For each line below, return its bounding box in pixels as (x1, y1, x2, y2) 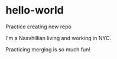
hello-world (5, 4, 64, 17)
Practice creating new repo (5, 23, 71, 30)
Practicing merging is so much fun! (5, 45, 91, 53)
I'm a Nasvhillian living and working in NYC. (5, 34, 112, 41)
